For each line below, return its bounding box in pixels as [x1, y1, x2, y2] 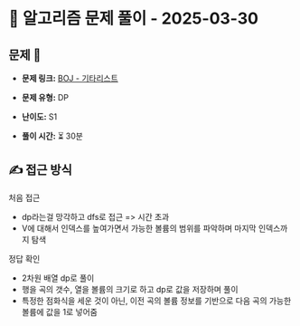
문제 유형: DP [21, 92, 70, 102]
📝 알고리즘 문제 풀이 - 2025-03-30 [8, 8, 259, 29]
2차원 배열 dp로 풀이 [21, 273, 95, 283]
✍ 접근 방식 [8, 162, 73, 177]
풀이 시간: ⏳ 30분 [21, 130, 83, 141]
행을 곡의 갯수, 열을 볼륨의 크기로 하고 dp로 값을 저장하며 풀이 [21, 283, 239, 294]
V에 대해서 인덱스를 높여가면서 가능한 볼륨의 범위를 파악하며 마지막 [21, 223, 257, 234]
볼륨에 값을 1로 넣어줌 [21, 306, 98, 317]
